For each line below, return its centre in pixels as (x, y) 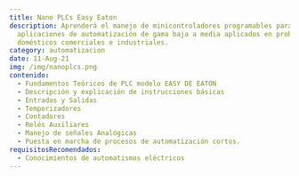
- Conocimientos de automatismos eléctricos (101, 158)
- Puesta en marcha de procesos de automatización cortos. (129, 141)
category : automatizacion (57, 51)
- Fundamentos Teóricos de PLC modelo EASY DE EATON (117, 84)
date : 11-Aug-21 (39, 59)
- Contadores (41, 116)
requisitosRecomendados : (55, 149)
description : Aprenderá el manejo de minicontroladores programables (141, 26)
